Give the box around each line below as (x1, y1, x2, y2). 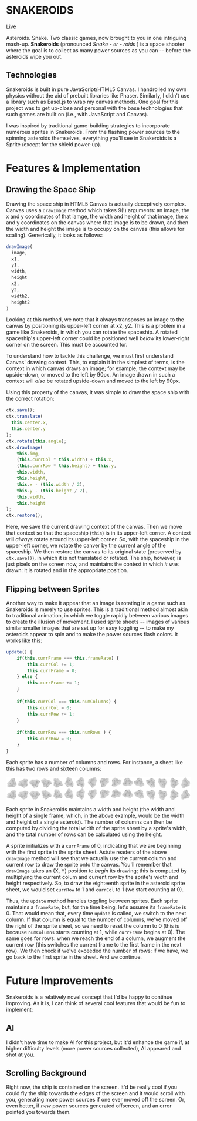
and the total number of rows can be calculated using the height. (6, 831, 162, 838)
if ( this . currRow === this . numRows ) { (16, 730, 111, 736)
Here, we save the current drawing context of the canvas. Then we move (6, 523, 182, 531)
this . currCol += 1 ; (27, 662, 75, 667)
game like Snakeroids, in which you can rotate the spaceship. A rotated (6, 328, 178, 335)
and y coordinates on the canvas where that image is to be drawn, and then (6, 219, 189, 226)
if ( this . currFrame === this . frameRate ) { (16, 655, 119, 661)
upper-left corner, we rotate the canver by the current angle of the (6, 542, 166, 549)
